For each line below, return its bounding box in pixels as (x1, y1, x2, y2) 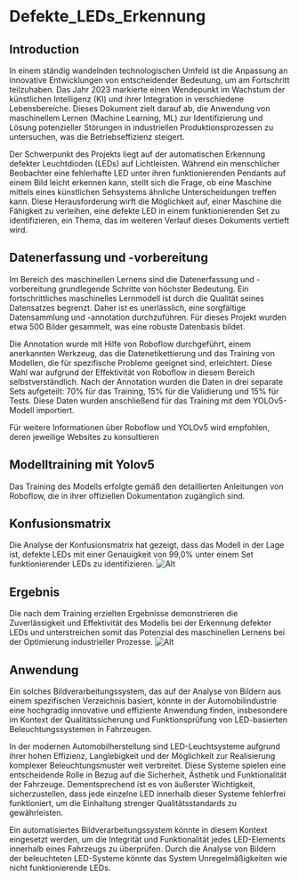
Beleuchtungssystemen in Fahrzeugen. (9, 724, 153, 735)
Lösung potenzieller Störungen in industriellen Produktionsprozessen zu (9, 122, 274, 133)
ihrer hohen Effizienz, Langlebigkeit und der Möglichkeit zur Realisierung (9, 751, 276, 762)
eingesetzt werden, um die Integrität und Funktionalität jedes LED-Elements (9, 835, 287, 845)
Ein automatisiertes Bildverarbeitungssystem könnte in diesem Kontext (9, 825, 268, 835)
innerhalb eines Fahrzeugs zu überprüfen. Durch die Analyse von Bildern (9, 843, 276, 854)
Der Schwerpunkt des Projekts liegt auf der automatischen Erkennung (9, 149, 265, 159)
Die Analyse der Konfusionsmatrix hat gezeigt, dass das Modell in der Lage (9, 540, 285, 550)
